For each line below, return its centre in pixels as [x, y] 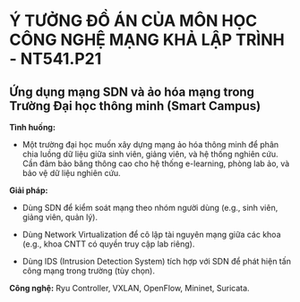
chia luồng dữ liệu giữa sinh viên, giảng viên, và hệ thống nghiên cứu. [150, 154]
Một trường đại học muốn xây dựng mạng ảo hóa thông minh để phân [150, 144]
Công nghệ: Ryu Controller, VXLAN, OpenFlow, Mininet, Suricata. [129, 288]
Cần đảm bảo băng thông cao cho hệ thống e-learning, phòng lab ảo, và [156, 164]
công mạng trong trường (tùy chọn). [88, 271]
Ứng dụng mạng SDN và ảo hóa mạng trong [132, 92]
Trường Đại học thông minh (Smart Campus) [135, 106]
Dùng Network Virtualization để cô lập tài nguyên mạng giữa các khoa [151, 235]
